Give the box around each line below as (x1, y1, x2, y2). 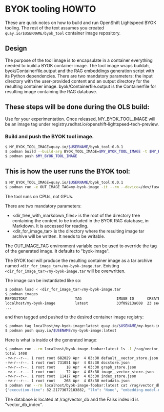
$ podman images (5, 291, 38, 296)
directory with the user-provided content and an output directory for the (5, 78, 150, 84)
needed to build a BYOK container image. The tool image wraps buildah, (5, 62, 150, 68)
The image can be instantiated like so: (5, 278, 82, 283)
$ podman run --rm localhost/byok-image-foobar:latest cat (5, 383, 128, 388)
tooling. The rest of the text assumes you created (5, 25, 104, 30)
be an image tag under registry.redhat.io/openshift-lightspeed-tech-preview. (5, 121, 159, 127)
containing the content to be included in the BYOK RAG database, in (12, 218, 149, 224)
